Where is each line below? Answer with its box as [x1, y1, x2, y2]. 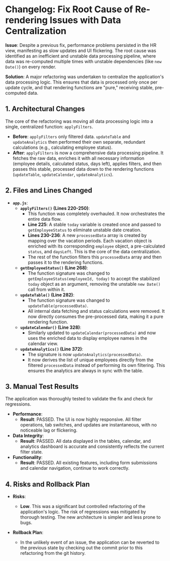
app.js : [12, 200, 28, 206]
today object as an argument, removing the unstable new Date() [27, 281, 161, 287]
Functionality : [12, 455, 43, 461]
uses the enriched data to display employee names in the [27, 335, 147, 341]
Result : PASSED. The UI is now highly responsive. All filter [20, 416, 142, 422]
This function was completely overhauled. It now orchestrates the [27, 210, 165, 217]
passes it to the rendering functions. [27, 259, 104, 265]
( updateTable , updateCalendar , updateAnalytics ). [12, 171, 114, 177]
